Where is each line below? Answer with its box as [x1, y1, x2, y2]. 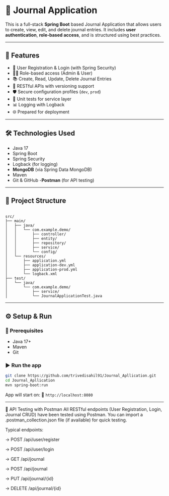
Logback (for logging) [12, 161, 58, 167]
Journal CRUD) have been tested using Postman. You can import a [5, 411, 143, 417]
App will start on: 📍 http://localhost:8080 [5, 392, 93, 398]
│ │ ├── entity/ [5, 236, 57, 241]
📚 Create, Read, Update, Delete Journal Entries [12, 76, 112, 82]
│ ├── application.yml [5, 258, 66, 264]
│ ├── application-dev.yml [5, 263, 75, 268]
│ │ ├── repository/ [5, 240, 66, 246]
